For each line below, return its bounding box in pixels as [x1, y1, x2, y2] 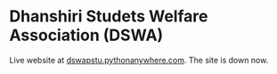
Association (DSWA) [9, 25, 164, 45]
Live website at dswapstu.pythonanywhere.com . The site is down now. [9, 54, 269, 65]
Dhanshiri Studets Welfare [9, 6, 208, 27]
